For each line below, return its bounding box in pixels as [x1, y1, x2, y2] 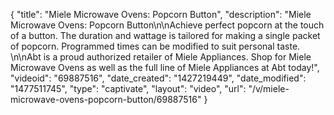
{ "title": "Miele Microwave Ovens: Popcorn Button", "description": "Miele [10, 9, 312, 20]
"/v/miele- [248, 83, 290, 94]
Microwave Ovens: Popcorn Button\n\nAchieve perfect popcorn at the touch [10, 19, 325, 31]
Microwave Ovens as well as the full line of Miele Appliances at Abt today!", [10, 62, 320, 73]
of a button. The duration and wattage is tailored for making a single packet [10, 30, 321, 41]
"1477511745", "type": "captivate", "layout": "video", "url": [10, 83, 247, 94]
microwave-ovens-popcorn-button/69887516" [10, 94, 202, 105]
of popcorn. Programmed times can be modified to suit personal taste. [10, 40, 301, 52]
